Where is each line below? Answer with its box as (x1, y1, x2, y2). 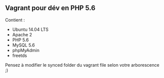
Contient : (5, 17, 25, 23)
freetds (12, 52, 27, 58)
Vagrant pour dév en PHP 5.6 (5, 4, 96, 12)
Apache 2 (12, 31, 32, 37)
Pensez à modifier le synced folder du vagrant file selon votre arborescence (5, 62, 160, 68)
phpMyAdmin (12, 47, 40, 53)
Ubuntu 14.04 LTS (12, 26, 49, 32)
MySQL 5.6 (12, 42, 35, 48)
